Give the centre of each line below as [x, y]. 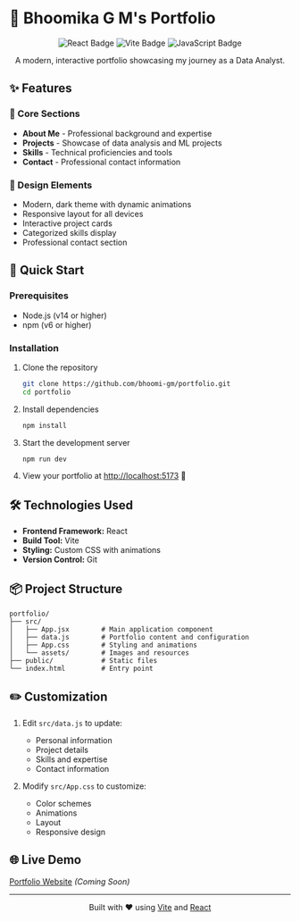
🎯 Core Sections [45, 113]
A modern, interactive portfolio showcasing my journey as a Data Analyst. [150, 60]
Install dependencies [61, 409]
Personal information [74, 740]
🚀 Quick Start [47, 270]
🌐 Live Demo [46, 860]
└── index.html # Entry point [81, 669]
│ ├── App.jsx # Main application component [112, 630]
